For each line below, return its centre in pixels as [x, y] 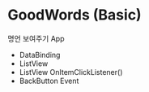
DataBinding [40, 55]
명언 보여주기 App [36, 38]
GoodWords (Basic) [75, 15]
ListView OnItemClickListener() [71, 72]
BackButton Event [49, 81]
